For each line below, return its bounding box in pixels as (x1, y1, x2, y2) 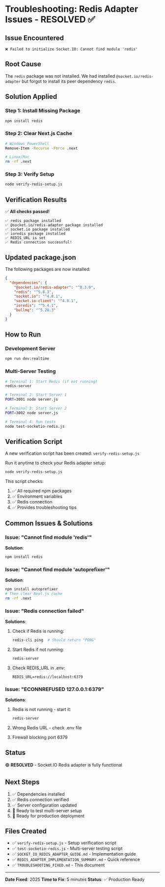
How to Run (5, 331, 41, 339)
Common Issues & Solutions (5, 519, 93, 527)
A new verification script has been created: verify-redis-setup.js (5, 450, 140, 456)
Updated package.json (5, 253, 76, 261)
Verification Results (5, 195, 67, 204)
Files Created (5, 827, 47, 835)
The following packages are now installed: (5, 266, 91, 272)
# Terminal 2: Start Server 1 (5, 392, 67, 397)
